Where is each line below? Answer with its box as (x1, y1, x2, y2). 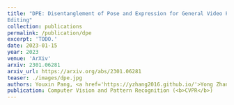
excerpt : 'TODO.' (7, 36, 58, 43)
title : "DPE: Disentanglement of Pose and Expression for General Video (7, 10, 223, 17)
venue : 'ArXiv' (7, 55, 52, 62)
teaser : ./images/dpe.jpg (7, 74, 82, 82)
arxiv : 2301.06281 (7, 61, 61, 68)
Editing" (7, 17, 33, 23)
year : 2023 (7, 49, 39, 56)
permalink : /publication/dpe (7, 29, 92, 37)
